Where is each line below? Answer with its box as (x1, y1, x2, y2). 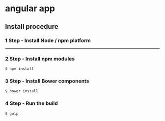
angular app (5, 3, 55, 14)
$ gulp (5, 111, 19, 116)
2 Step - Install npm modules (5, 55, 75, 62)
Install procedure (5, 22, 58, 31)
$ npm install (5, 66, 34, 71)
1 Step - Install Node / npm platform (5, 37, 91, 44)
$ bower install (5, 89, 38, 94)
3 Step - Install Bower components (5, 78, 89, 84)
